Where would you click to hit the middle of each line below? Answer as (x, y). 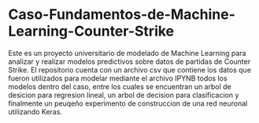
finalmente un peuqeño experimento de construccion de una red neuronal (128, 103)
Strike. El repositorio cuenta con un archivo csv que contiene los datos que (130, 69)
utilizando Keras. (35, 111)
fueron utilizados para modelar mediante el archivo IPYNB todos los (118, 78)
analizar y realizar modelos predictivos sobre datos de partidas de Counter (129, 61)
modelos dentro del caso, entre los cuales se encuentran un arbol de (120, 86)
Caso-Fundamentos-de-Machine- (122, 15)
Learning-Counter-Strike (91, 31)
